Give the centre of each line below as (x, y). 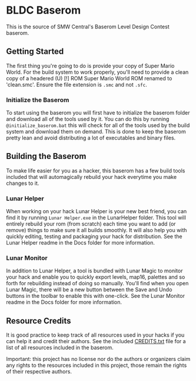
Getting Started (35, 52)
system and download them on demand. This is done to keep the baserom (96, 132)
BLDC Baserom (44, 10)
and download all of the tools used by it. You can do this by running (88, 119)
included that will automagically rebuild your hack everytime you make (92, 177)
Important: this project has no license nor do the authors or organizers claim (98, 359)
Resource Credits (39, 320)
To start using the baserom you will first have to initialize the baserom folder (98, 113)
